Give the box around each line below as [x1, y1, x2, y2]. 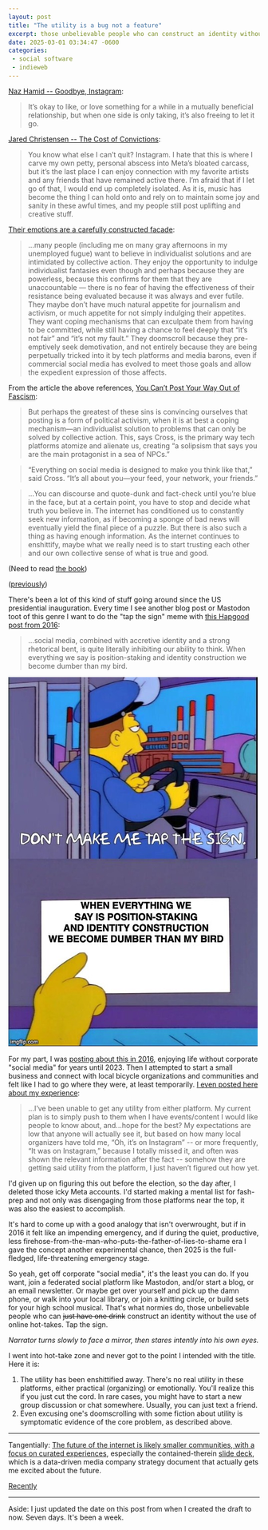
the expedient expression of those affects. [27, 368, 167, 377]
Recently [8, 1480, 37, 1490]
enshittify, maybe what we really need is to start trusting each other [27, 539, 250, 549]
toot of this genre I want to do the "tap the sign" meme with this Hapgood [8, 611, 250, 621]
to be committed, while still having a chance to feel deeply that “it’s [27, 324, 248, 335]
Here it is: [8, 1359, 40, 1369]
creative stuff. [27, 209, 73, 219]
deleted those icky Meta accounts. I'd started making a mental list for [8, 1186, 236, 1196]
